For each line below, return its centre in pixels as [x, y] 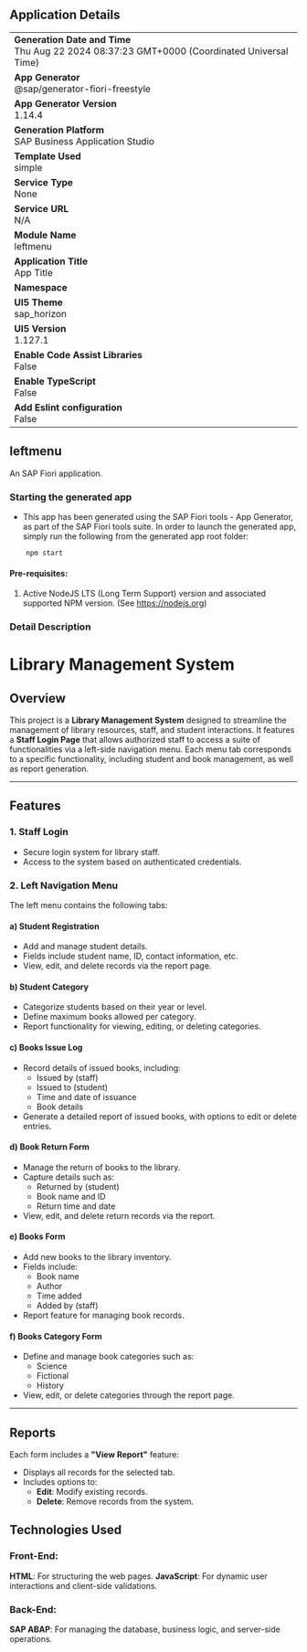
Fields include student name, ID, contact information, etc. [130, 956]
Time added [59, 1296]
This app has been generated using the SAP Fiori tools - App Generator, [158, 516]
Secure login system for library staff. [91, 852]
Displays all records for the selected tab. [99, 1472]
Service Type [43, 182]
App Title [33, 272]
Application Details [65, 15]
